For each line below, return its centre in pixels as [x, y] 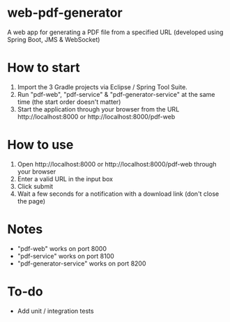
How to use [40, 145]
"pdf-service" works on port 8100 [66, 256]
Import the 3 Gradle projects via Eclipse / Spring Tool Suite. [102, 87]
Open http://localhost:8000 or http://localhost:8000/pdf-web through [117, 164]
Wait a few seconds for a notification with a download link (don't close [118, 194]
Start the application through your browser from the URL [98, 109]
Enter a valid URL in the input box [65, 178]
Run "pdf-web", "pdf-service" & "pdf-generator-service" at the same [116, 94]
